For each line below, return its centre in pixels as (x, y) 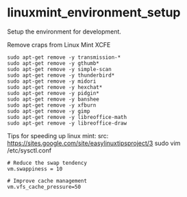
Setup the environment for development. (64, 31)
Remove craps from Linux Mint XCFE (59, 44)
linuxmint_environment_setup (94, 13)
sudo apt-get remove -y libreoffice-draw (67, 123)
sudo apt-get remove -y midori (52, 81)
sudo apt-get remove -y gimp (49, 111)
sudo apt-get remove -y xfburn (52, 105)
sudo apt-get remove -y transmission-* (64, 57)
